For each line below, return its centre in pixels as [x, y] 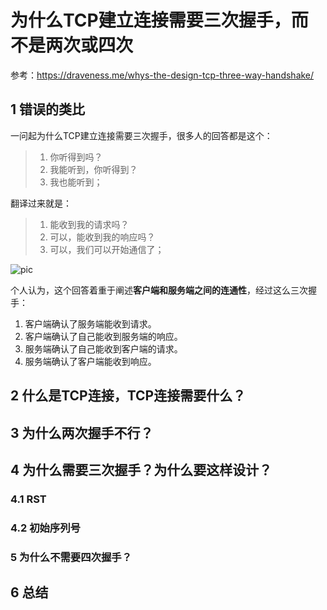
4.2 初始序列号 [45, 528]
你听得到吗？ [76, 157]
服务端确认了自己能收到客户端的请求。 [103, 348]
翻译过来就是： [41, 203]
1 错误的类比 [48, 109]
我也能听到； [76, 182]
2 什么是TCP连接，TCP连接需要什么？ [128, 396]
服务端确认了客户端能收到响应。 [90, 361]
